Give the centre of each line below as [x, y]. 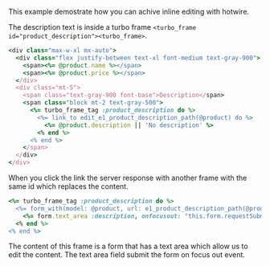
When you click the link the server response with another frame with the [128, 178]
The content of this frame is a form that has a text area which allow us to [128, 246]
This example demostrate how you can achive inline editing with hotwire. [129, 12]
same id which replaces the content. [68, 186]
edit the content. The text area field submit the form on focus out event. [127, 255]
